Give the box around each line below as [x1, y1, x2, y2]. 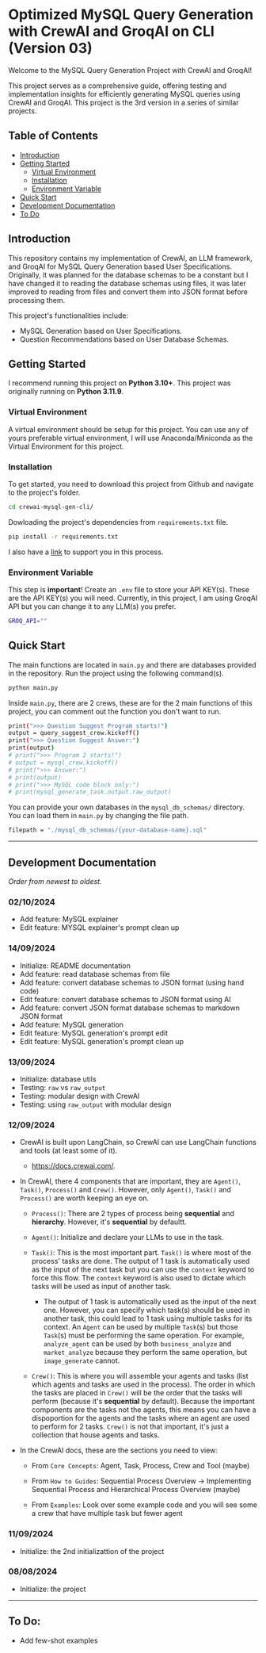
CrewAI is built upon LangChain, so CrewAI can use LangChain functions [19, 1138, 257, 1147]
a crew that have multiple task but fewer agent [31, 1509, 184, 1518]
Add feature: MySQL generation [19, 1020, 124, 1029]
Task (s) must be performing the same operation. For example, [43, 1330, 245, 1341]
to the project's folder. [8, 488, 81, 497]
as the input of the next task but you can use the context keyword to [31, 1265, 255, 1274]
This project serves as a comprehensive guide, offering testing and [8, 81, 227, 90]
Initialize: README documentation [19, 961, 131, 970]
